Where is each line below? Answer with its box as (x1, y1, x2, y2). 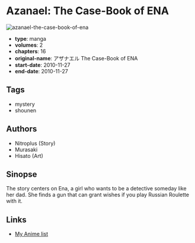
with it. (6, 197, 23, 205)
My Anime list (14, 231, 49, 238)
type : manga (14, 35, 46, 42)
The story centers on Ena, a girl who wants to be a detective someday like (6, 185, 187, 192)
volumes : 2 (14, 41, 43, 48)
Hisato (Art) (14, 152, 43, 159)
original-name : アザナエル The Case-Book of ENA (14, 54, 138, 61)
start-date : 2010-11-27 (14, 61, 71, 69)
